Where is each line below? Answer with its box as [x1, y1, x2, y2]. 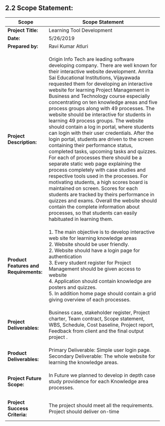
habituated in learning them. [48, 215, 113, 222]
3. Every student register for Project [48, 259, 131, 266]
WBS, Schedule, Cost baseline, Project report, [48, 321, 155, 328]
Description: [7, 139, 37, 146]
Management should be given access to [48, 265, 141, 272]
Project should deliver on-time [48, 408, 119, 415]
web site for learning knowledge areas [48, 235, 137, 242]
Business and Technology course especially [48, 92, 150, 99]
